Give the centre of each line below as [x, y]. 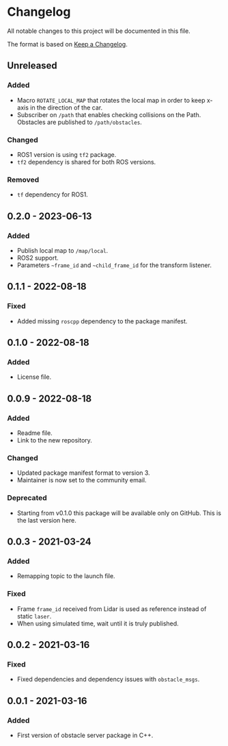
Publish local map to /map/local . [62, 250]
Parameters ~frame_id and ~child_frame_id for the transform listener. [114, 265]
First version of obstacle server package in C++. [85, 735]
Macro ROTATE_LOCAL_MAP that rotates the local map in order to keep [111, 100]
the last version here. [46, 520]
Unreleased [32, 66]
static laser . [34, 616]
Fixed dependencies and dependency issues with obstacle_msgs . [108, 680]
